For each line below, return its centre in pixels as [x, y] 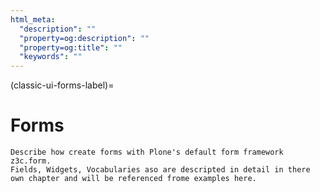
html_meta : [33, 19]
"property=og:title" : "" [71, 47]
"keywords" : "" [51, 57]
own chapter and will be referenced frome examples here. [133, 179]
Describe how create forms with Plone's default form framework [147, 152]
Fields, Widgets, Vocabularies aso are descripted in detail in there [160, 170]
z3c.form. [31, 161]
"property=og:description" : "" [84, 38]
